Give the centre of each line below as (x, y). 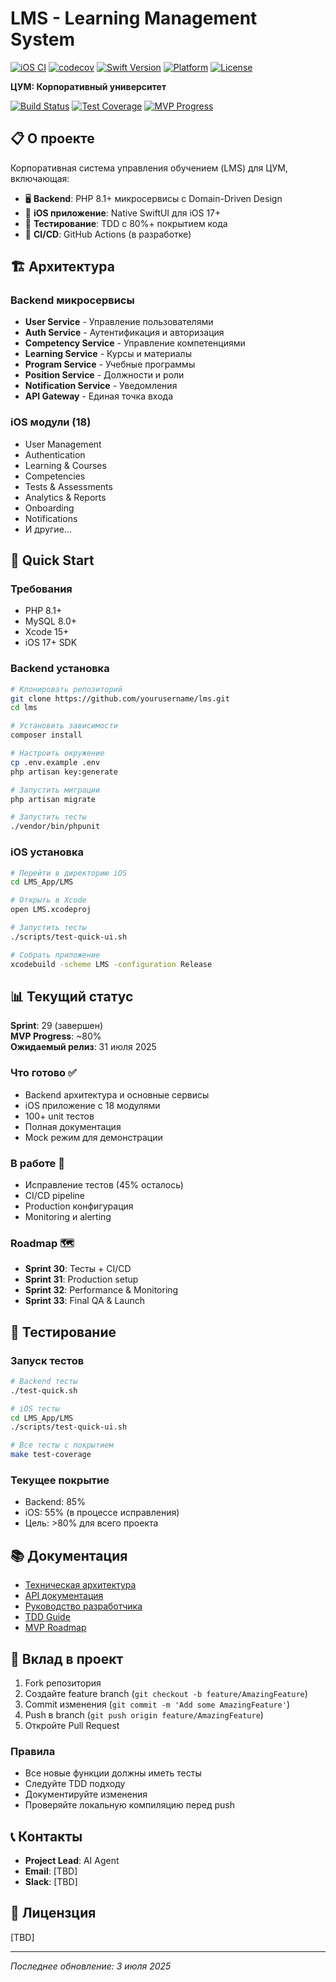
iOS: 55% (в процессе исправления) (102, 1513)
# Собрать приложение (55, 955)
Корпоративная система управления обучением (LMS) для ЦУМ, (149, 168)
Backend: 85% (55, 1502)
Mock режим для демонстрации (93, 1137)
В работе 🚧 (37, 1163)
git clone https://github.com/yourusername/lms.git (120, 698)
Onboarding (49, 508)
